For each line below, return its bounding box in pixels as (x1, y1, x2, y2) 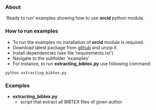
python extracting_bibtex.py (5, 70, 67, 75)
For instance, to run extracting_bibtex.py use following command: (12, 61, 151, 67)
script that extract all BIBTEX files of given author (20, 98, 123, 104)
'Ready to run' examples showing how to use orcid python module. (5, 15, 145, 21)
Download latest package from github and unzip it (12, 44, 117, 50)
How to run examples (5, 28, 59, 35)
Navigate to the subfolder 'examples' (12, 55, 90, 61)
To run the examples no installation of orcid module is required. (12, 39, 145, 45)
